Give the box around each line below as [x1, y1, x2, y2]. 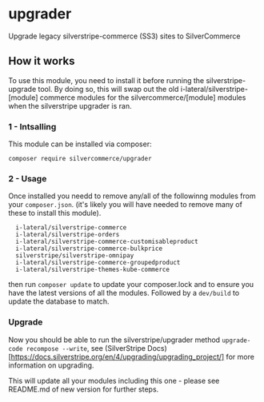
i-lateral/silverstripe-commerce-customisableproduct [15, 237, 198, 246]
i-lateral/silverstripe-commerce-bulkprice [15, 245, 162, 253]
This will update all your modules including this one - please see [8, 376, 220, 385]
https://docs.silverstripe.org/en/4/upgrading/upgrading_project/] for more [10, 352, 254, 361]
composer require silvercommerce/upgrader [8, 155, 152, 163]
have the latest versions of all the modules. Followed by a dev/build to [8, 289, 240, 298]
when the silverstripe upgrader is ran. [8, 101, 132, 110]
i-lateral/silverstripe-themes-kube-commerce [15, 265, 170, 274]
